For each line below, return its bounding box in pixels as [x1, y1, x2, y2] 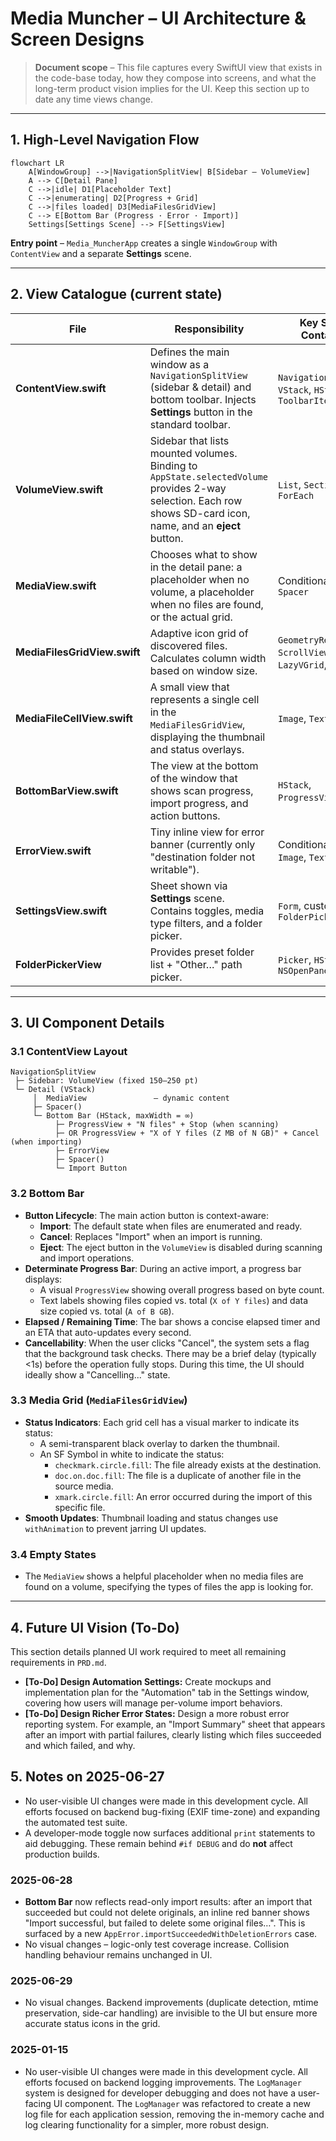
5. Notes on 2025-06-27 [10, 1768, 165, 1786]
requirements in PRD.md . [10, 1656, 107, 1668]
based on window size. [149, 663, 258, 677]
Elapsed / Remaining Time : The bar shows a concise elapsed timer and [24, 1315, 321, 1327]
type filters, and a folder [149, 916, 263, 930]
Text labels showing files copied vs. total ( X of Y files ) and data [39, 1294, 309, 1306]
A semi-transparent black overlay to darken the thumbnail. [39, 1437, 280, 1449]
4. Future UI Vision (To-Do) [10, 1619, 180, 1636]
